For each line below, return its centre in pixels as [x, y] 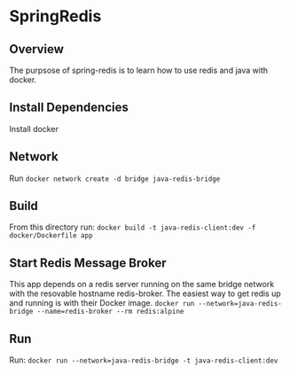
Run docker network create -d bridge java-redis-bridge [115, 178]
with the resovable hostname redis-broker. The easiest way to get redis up [145, 293]
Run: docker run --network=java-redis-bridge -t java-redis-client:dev [144, 360]
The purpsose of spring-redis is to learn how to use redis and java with [139, 70]
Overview [37, 49]
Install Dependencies [69, 108]
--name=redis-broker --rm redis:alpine [110, 312]
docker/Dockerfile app [51, 236]
